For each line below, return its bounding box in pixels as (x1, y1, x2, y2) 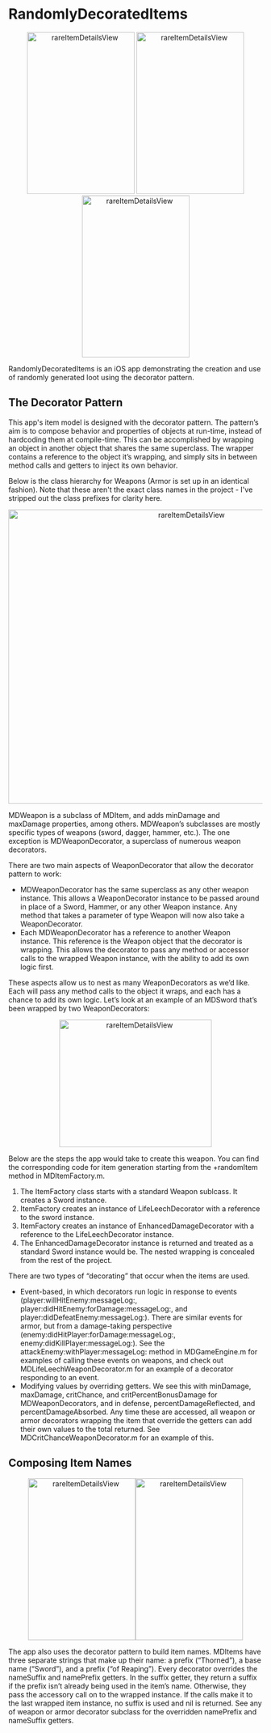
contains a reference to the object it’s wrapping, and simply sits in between (8, 451, 258, 461)
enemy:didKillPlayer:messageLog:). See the (19, 1338, 165, 1348)
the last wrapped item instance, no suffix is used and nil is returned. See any (8, 1698, 262, 1708)
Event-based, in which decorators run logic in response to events (19, 1286, 238, 1296)
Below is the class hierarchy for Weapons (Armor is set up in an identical (8, 476, 250, 485)
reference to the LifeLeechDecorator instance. (19, 1229, 174, 1239)
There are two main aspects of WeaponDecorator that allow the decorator (8, 860, 254, 870)
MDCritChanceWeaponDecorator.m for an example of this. (19, 1433, 215, 1443)
